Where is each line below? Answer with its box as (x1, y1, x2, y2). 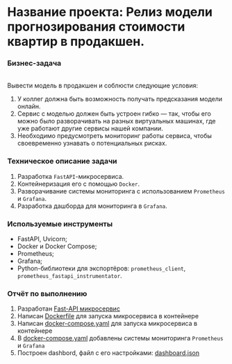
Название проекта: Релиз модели (7, 4, 213, 20)
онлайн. (17, 102, 41, 111)
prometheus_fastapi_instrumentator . (17, 272, 123, 280)
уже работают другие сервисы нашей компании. (17, 124, 163, 132)
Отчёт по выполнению (7, 289, 88, 298)
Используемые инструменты (7, 219, 113, 229)
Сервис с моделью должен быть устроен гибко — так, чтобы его (17, 110, 212, 118)
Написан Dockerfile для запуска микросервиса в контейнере (17, 312, 199, 320)
